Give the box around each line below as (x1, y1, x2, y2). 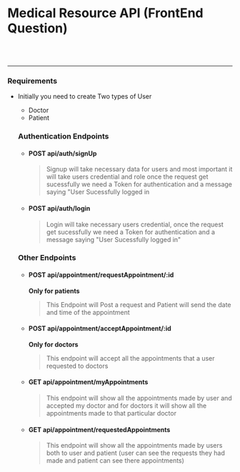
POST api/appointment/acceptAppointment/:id (28, 324, 171, 333)
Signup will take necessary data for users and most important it (46, 165, 233, 174)
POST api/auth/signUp (28, 149, 97, 158)
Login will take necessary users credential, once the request (46, 220, 224, 229)
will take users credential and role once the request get (46, 173, 209, 181)
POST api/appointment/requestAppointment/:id (28, 271, 174, 279)
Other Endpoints (17, 253, 76, 263)
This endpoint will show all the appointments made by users (46, 441, 223, 450)
